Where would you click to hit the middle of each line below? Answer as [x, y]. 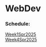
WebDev [23, 9]
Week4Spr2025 [21, 40]
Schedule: [18, 24]
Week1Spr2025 [21, 34]
